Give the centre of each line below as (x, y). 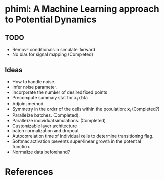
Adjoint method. (28, 103)
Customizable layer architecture (44, 126)
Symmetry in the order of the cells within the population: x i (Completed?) (86, 110)
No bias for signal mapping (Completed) (53, 54)
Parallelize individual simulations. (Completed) (59, 121)
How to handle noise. (34, 81)
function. (21, 147)
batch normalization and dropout (45, 131)
